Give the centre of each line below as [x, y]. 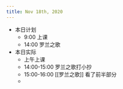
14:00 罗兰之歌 [42, 44]
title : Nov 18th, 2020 [34, 12]
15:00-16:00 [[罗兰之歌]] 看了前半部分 [70, 74]
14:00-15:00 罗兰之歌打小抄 [58, 67]
